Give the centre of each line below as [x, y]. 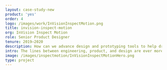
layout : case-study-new [30, 10]
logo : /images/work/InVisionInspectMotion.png [54, 23]
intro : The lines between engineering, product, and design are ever [79, 51]
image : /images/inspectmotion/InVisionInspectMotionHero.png [70, 55]
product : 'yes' [21, 14]
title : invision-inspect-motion [39, 28]
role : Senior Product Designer [38, 37]
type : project [20, 60]
